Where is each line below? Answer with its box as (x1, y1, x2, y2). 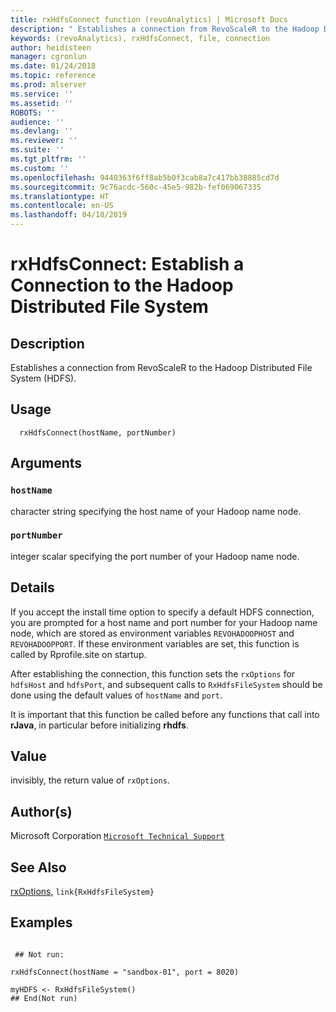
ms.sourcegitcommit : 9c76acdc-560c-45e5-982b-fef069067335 (10, 182, 262, 192)
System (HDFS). (10, 372, 77, 384)
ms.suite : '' (10, 145, 65, 155)
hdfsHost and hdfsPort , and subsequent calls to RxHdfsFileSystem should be (10, 678, 323, 690)
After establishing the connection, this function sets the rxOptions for (10, 667, 296, 680)
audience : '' (10, 117, 65, 127)
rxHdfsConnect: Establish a (10, 253, 245, 276)
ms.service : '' (10, 89, 74, 99)
